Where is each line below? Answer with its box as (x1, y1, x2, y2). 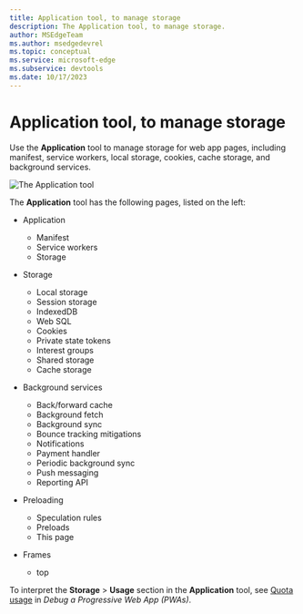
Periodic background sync (35, 457, 136, 468)
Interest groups (35, 344, 94, 355)
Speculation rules (35, 512, 102, 523)
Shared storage (35, 354, 95, 365)
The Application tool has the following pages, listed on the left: (9, 197, 246, 208)
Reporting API (35, 476, 89, 487)
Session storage (35, 296, 97, 307)
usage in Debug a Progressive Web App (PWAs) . (9, 594, 192, 605)
